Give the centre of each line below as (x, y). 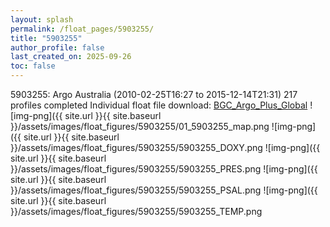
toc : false (33, 66)
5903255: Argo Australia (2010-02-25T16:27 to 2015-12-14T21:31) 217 (154, 94)
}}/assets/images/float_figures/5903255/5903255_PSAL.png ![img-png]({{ (164, 190)
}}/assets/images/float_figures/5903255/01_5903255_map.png (140, 126)
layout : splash (42, 19)
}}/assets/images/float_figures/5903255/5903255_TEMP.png (136, 211)
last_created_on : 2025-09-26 (71, 57)
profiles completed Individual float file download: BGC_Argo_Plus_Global (159, 105)
